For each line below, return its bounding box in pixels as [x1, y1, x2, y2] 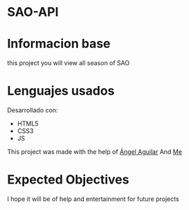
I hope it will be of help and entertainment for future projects [7, 195, 179, 203]
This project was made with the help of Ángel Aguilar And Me [7, 148, 182, 156]
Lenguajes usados [7, 83, 115, 99]
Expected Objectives [7, 172, 129, 188]
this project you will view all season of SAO [7, 59, 130, 67]
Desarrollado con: [7, 106, 58, 114]
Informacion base [7, 36, 111, 52]
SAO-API [7, 4, 59, 20]
